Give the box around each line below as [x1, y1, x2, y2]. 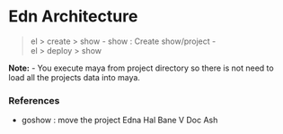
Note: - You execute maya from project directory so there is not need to [8, 63, 275, 73]
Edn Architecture [8, 6, 138, 27]
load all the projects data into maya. [8, 71, 141, 82]
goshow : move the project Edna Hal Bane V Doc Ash [21, 114, 218, 126]
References [8, 94, 60, 106]
